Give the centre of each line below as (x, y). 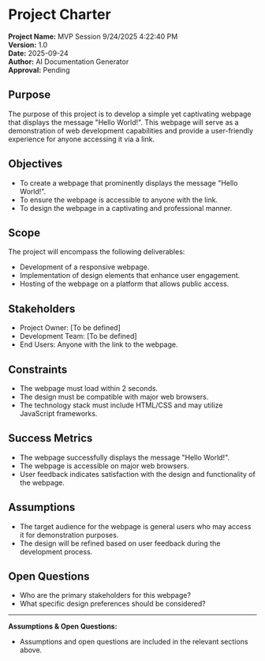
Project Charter (60, 15)
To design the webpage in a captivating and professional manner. (126, 208)
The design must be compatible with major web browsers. (114, 397)
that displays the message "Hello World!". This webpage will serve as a (123, 122)
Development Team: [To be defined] (78, 336)
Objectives (35, 164)
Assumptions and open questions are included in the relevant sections (134, 642)
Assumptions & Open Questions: (63, 626)
